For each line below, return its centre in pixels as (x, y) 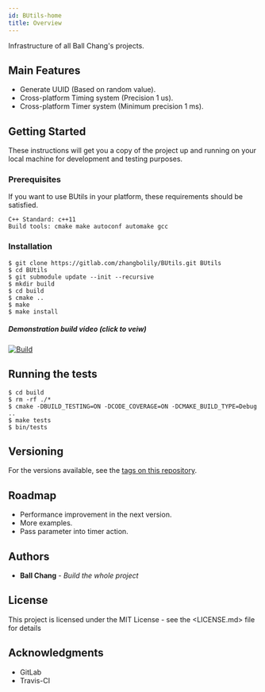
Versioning (36, 451)
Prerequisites (35, 179)
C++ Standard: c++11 (42, 220)
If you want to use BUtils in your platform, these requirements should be (126, 197)
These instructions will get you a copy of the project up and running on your (132, 151)
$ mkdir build (32, 284)
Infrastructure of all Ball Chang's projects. (76, 45)
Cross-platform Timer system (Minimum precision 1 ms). (111, 106)
